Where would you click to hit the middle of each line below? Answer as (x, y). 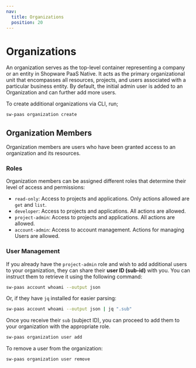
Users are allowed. (37, 236)
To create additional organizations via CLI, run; (62, 104)
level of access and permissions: (46, 188)
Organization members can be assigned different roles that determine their (96, 181)
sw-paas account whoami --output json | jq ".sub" (69, 309)
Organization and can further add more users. (61, 93)
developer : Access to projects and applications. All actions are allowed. (100, 211)
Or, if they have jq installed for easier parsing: (61, 298)
